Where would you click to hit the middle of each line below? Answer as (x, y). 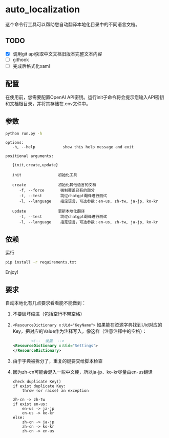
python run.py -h (24, 134)
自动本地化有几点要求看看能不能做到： (46, 303)
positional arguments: (29, 156)
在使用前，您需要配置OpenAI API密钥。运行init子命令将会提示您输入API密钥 (85, 97)
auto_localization (43, 9)
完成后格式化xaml (31, 66)
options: (15, 143)
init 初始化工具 (45, 175)
